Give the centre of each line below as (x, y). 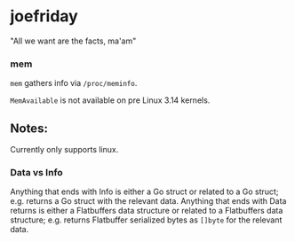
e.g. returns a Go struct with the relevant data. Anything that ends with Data (148, 201)
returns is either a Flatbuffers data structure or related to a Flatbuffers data (147, 211)
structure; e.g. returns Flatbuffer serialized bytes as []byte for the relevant (146, 220)
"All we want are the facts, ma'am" (73, 41)
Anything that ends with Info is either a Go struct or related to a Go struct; (144, 191)
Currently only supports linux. (64, 150)
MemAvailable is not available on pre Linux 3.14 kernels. (110, 100)
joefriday (44, 16)
